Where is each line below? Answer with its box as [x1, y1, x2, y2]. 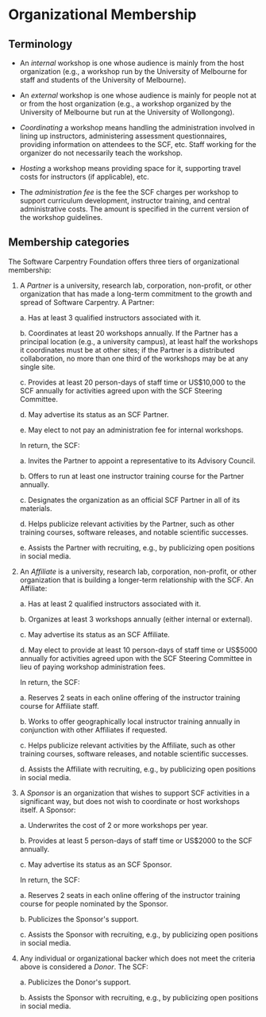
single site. [19, 362, 56, 371]
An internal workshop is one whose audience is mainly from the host [19, 58, 245, 68]
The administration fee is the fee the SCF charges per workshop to [19, 188, 239, 196]
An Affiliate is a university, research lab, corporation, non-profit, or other [19, 567, 256, 576]
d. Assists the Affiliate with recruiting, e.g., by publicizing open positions [19, 764, 256, 774]
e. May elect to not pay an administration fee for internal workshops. [19, 425, 244, 435]
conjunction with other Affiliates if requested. [19, 725, 168, 734]
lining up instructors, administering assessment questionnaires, [19, 131, 227, 141]
